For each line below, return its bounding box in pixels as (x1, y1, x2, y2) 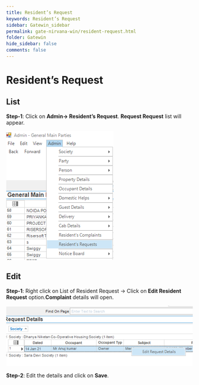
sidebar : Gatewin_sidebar (6, 22, 70, 28)
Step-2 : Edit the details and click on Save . (6, 371, 109, 379)
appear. (6, 119, 25, 126)
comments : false (6, 47, 46, 53)
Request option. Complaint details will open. (6, 294, 114, 301)
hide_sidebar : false (6, 41, 57, 47)
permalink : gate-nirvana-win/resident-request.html (6, 28, 136, 34)
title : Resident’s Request (6, 9, 73, 15)
